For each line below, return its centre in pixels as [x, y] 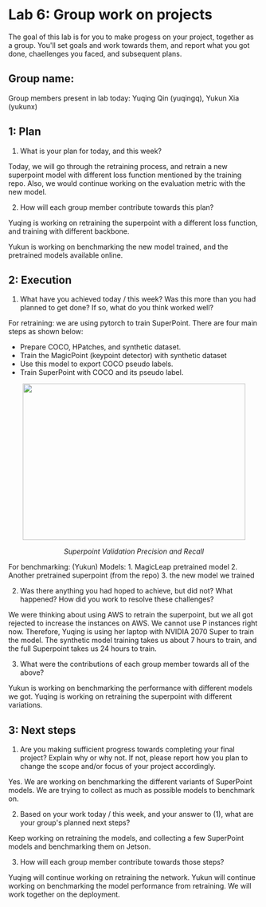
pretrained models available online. [66, 255]
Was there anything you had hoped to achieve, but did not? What [126, 591]
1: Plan [25, 132]
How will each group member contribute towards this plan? [117, 207]
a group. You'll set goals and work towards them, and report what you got [129, 45]
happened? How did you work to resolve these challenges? [117, 599]
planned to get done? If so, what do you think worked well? [116, 308]
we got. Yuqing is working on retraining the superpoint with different [120, 696]
